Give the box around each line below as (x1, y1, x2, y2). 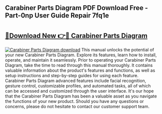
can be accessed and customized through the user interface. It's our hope (5, 88, 154, 94)
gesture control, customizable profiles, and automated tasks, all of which (5, 83, 151, 89)
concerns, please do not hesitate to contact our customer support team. (5, 104, 150, 109)
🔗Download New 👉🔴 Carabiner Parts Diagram (5, 32, 147, 40)
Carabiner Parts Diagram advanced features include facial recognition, (5, 78, 146, 83)
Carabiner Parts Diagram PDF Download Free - (5, 4, 148, 12)
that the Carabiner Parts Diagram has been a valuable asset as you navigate (5, 93, 157, 99)
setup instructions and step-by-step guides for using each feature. (5, 73, 139, 78)
